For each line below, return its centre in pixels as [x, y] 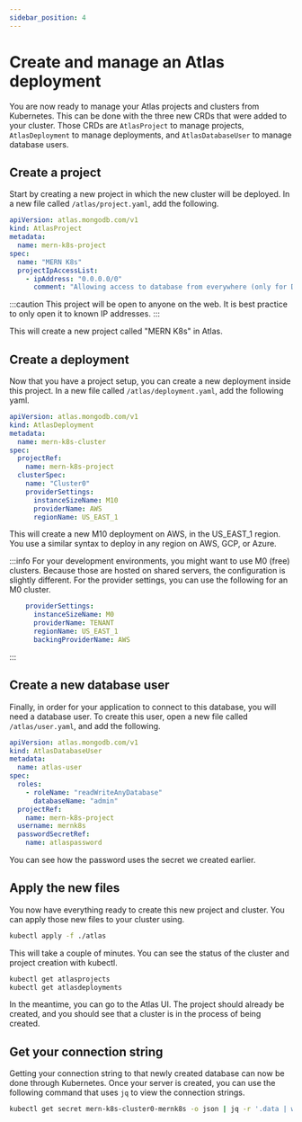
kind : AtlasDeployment [52, 425]
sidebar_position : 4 [48, 18]
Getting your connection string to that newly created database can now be [147, 1073]
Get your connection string [86, 1051]
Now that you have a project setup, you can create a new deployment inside [150, 381]
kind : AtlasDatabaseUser [56, 751]
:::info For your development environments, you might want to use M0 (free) [150, 561]
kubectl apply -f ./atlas [58, 936]
